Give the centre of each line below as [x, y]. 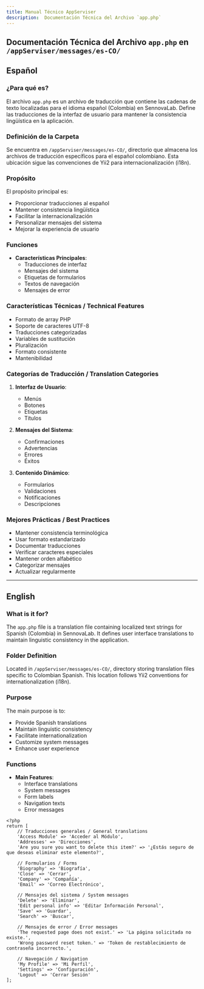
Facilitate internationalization [51, 735]
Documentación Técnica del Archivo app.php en [97, 42]
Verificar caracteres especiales [54, 552]
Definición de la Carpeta [43, 136]
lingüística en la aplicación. [40, 121]
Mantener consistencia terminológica [61, 533]
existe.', [19, 937]
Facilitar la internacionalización [54, 216]
